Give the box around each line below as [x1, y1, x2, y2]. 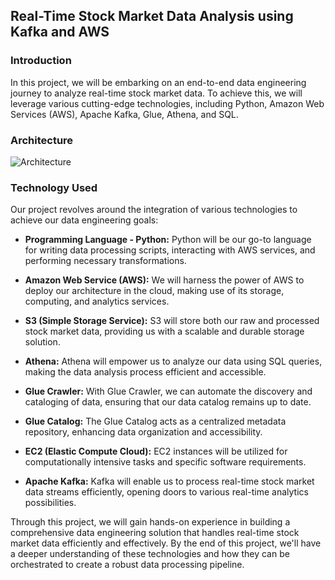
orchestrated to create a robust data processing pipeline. [10, 559, 245, 571]
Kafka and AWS [10, 24, 110, 41]
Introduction [10, 54, 72, 68]
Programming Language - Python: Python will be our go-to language [24, 234, 312, 246]
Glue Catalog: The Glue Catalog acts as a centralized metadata [24, 415, 287, 428]
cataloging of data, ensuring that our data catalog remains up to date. [24, 396, 312, 408]
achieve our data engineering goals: [10, 214, 159, 226]
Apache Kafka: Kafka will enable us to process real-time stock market [24, 475, 315, 488]
